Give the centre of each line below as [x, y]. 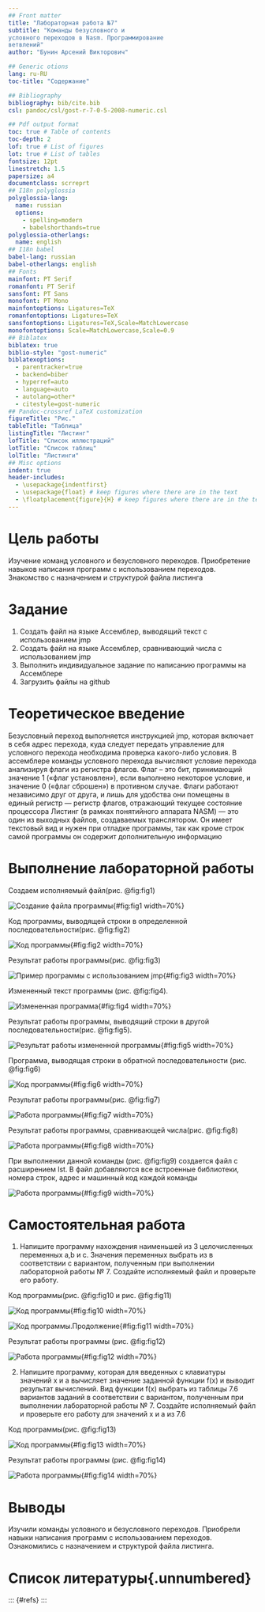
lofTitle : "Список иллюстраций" [61, 441]
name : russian [38, 206]
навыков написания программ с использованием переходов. [112, 569]
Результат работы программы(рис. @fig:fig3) [85, 960]
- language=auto [42, 389]
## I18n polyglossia [42, 191]
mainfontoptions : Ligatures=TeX [61, 308]
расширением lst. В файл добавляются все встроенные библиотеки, [123, 1169]
